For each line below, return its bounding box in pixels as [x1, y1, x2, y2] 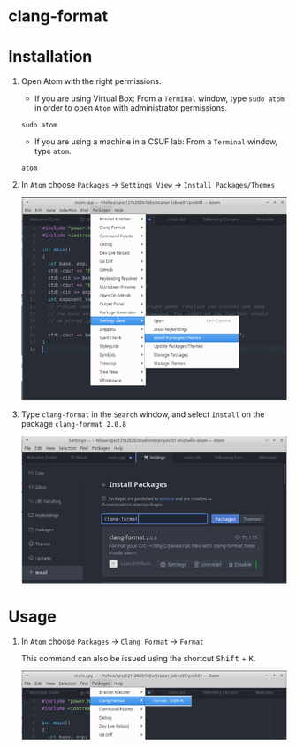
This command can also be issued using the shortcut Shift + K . [20, 652, 256, 663]
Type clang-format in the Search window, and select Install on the [20, 409, 265, 420]
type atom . [34, 146, 72, 157]
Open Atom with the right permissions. [20, 76, 162, 87]
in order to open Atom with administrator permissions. [34, 103, 227, 113]
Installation [8, 47, 93, 67]
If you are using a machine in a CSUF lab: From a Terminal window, [34, 136, 278, 147]
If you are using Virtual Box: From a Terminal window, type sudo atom [34, 93, 285, 104]
